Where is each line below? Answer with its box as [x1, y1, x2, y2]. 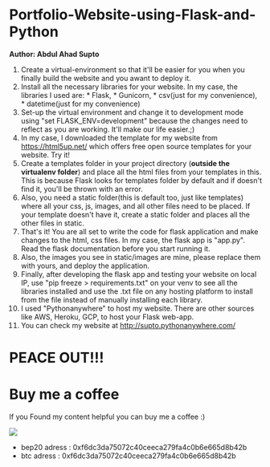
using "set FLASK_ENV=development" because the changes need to [20, 116, 248, 125]
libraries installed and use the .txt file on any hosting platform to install [20, 286, 254, 296]
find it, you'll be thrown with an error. [20, 184, 143, 193]
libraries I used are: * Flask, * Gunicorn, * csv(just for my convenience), [20, 90, 258, 99]
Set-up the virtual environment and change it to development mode [20, 107, 244, 117]
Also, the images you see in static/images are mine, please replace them [20, 252, 261, 262]
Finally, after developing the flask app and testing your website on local [20, 269, 257, 278]
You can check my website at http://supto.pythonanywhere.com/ [20, 320, 236, 330]
